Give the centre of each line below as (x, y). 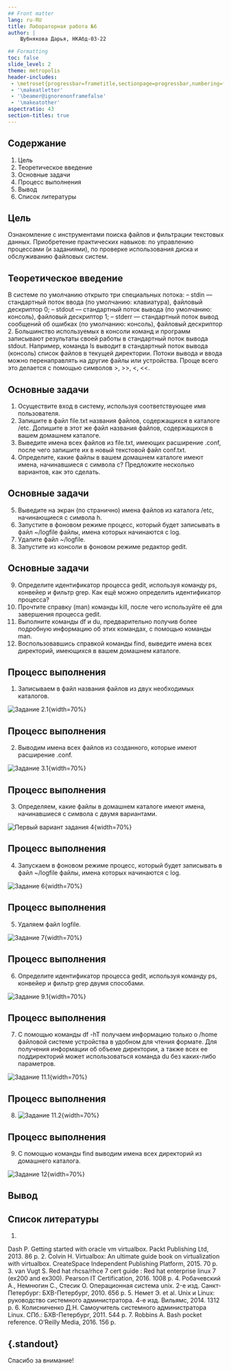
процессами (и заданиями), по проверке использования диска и (103, 249)
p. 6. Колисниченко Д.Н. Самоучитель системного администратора (107, 1307)
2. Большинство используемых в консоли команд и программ (99, 332)
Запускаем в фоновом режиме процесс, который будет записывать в (120, 865)
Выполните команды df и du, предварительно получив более (107, 621)
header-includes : (33, 77)
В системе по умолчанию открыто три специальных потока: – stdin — (110, 295)
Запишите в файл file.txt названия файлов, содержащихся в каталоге (119, 421)
